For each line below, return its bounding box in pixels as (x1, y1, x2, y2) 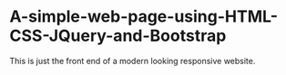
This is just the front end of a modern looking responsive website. (9, 55, 256, 66)
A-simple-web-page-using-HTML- (9, 6, 279, 27)
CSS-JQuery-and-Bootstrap (9, 25, 227, 46)
